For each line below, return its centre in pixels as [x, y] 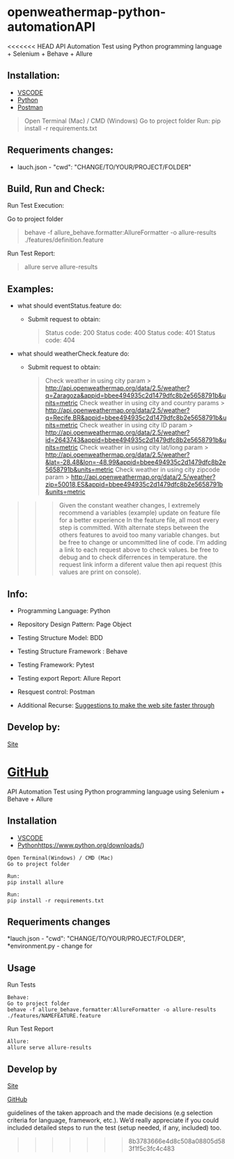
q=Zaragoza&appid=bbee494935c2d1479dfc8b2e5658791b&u [135, 395]
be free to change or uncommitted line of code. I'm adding [143, 543]
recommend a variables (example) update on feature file [140, 513]
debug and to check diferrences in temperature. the [133, 557]
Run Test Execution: [36, 206]
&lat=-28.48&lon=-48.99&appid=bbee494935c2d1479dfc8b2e [135, 462]
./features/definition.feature [64, 240]
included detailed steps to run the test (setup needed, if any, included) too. [114, 1128]
